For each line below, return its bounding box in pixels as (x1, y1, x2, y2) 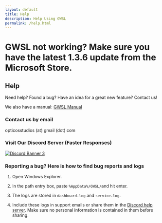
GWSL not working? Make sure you (5, 42, 150, 53)
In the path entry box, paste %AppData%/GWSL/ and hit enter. (12, 183, 128, 189)
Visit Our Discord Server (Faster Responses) (5, 139, 112, 146)
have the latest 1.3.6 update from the (5, 52, 157, 63)
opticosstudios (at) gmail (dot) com (5, 127, 75, 133)
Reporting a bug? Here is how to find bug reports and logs (5, 163, 144, 169)
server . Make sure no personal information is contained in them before (12, 207, 153, 213)
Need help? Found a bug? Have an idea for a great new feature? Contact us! (5, 94, 158, 100)
